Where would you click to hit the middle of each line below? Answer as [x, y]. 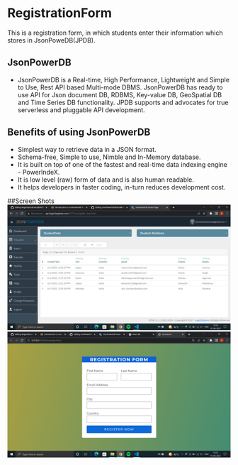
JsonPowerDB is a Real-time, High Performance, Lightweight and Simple [124, 80]
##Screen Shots [31, 201]
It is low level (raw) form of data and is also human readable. [106, 180]
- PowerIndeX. [39, 172]
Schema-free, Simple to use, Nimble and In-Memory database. [109, 157]
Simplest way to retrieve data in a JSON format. [87, 149]
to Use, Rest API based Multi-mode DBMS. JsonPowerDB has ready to [120, 87]
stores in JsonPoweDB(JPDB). [51, 40]
